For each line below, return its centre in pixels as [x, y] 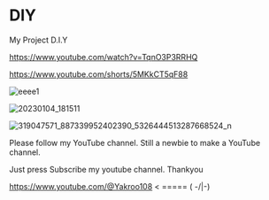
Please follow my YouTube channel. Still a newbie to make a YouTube [135, 142]
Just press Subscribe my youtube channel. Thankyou [106, 169]
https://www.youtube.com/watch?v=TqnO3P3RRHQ [104, 57]
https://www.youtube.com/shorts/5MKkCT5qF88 [99, 74]
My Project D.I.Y [38, 40]
